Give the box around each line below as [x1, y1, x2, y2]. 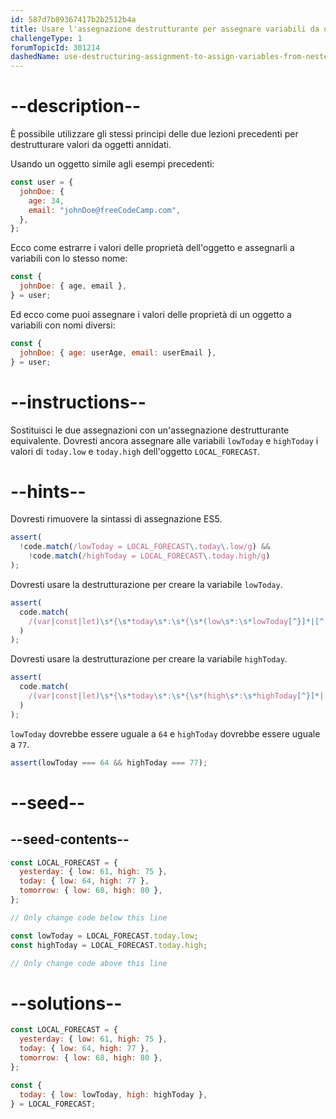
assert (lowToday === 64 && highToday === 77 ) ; [10, 757, 208, 768]
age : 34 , [28, 196, 65, 206]
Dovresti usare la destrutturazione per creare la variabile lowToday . [10, 578, 283, 590]
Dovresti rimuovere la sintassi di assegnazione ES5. [10, 513, 223, 525]
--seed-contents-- [10, 831, 130, 848]
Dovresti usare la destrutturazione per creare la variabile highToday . [10, 653, 288, 665]
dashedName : [10, 52, 60, 62]
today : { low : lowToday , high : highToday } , [19, 1089, 208, 1100]
